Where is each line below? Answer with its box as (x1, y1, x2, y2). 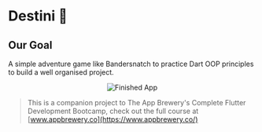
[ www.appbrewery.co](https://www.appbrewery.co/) (27, 115, 198, 124)
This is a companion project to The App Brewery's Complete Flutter (27, 98, 246, 107)
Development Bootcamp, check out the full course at (27, 106, 199, 115)
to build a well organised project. (8, 68, 114, 77)
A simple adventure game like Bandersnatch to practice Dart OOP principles (8, 59, 254, 68)
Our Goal (8, 38, 53, 52)
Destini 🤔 (8, 7, 68, 25)
